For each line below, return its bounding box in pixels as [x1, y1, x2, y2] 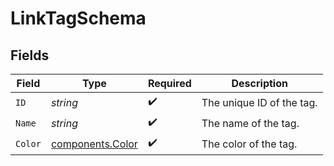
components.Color [50, 137, 138, 151]
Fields [10, 47, 50, 64]
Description [231, 77, 288, 90]
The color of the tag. [201, 137, 298, 151]
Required [147, 77, 192, 90]
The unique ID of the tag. [201, 95, 318, 109]
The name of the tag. [201, 116, 300, 130]
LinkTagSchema [10, 7, 147, 30]
